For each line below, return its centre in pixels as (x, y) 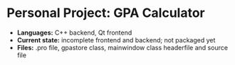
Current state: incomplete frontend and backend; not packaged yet (116, 40)
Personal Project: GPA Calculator (106, 13)
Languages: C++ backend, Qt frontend (74, 32)
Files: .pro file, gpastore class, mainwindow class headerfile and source (122, 47)
